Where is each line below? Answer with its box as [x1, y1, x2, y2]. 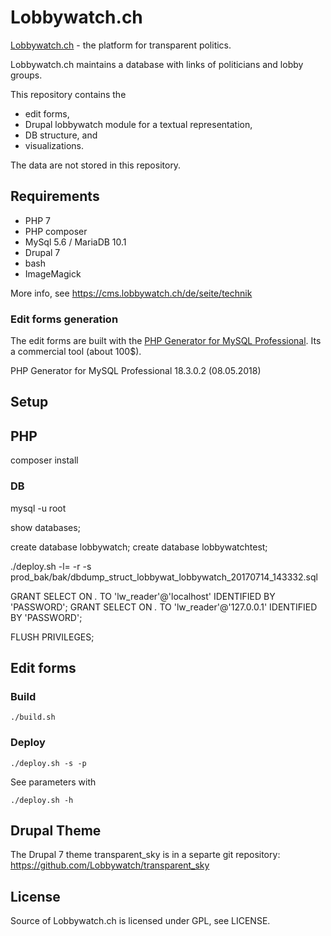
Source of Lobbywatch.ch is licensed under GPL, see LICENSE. [10, 915, 271, 927]
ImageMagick [24, 267, 82, 280]
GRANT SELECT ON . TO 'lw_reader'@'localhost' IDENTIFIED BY [10, 590, 276, 602]
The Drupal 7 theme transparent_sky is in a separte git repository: [10, 849, 281, 861]
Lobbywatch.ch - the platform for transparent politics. [10, 39, 232, 51]
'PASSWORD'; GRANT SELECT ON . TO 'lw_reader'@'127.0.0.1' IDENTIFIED [10, 601, 318, 613]
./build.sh [10, 712, 56, 723]
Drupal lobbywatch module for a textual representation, [24, 118, 253, 130]
